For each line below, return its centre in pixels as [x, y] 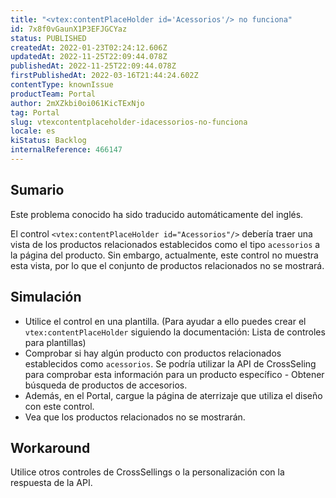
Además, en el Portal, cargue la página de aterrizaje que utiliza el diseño [173, 395]
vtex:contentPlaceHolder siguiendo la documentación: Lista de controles [175, 332]
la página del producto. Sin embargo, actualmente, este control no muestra [164, 255]
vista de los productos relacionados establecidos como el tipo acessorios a [165, 244]
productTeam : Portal [53, 94]
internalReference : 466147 [66, 150]
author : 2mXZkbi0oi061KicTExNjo [77, 103]
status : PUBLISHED [48, 38]
